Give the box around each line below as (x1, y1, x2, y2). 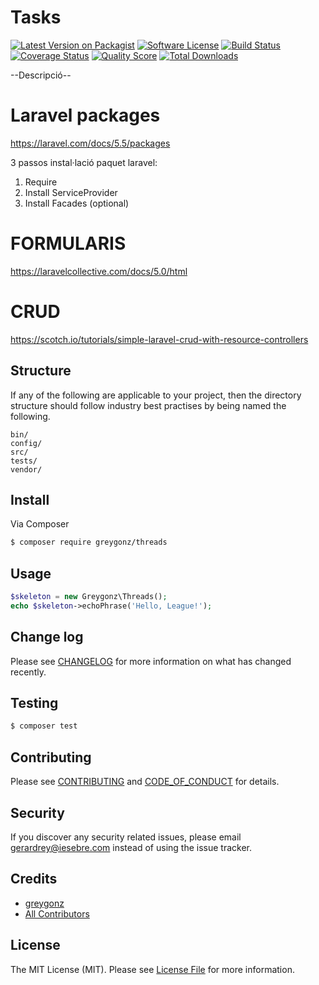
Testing (10, 695, 59, 712)
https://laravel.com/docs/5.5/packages (10, 137, 171, 149)
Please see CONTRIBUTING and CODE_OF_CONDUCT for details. (10, 776, 280, 788)
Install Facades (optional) (24, 197, 130, 209)
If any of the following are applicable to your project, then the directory (10, 389, 302, 401)
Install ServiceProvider (24, 186, 118, 198)
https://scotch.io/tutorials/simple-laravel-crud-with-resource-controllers (10, 333, 309, 345)
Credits (10, 871, 58, 888)
